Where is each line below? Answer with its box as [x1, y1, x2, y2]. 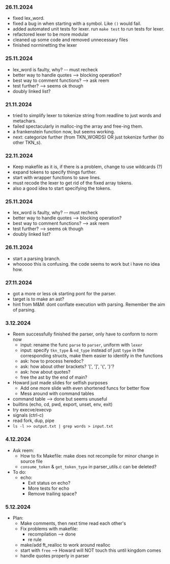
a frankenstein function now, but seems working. [12, 128, 116, 134]
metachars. [12, 118, 37, 124]
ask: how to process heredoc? [20, 358, 84, 364]
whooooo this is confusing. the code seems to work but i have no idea [12, 261, 160, 267]
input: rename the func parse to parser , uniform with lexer [20, 342, 143, 348]
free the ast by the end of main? [20, 374, 88, 380]
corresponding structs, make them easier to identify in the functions [20, 353, 163, 359]
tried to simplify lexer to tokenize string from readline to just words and [12, 112, 161, 118]
